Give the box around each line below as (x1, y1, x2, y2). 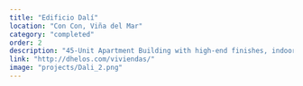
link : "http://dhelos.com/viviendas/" (9, 55, 155, 64)
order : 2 (9, 38, 42, 47)
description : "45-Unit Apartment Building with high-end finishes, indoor (9, 47, 297, 56)
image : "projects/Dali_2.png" (9, 64, 124, 73)
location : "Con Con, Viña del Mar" (9, 21, 143, 30)
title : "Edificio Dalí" (9, 13, 99, 22)
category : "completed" (9, 30, 95, 39)
